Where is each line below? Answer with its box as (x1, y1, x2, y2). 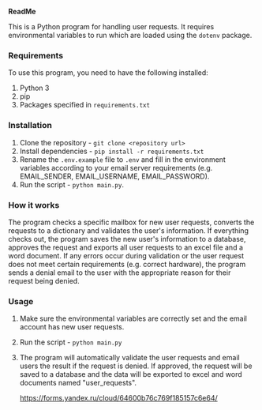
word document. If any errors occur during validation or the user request (8, 250, 245, 260)
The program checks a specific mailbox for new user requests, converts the (8, 217, 255, 227)
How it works (8, 199, 60, 210)
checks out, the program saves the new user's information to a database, (8, 234, 246, 243)
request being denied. (8, 276, 80, 285)
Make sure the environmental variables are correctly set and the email (19, 314, 247, 323)
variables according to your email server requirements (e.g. (19, 163, 213, 172)
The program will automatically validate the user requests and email (19, 353, 240, 363)
